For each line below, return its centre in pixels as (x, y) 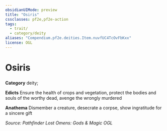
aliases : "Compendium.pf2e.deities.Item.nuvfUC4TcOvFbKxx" (68, 38)
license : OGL (19, 43)
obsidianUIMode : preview (31, 10)
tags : (11, 24)
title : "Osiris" (22, 15)
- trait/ (19, 29)
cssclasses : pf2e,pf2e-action (37, 19)
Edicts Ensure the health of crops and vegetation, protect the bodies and (81, 92)
